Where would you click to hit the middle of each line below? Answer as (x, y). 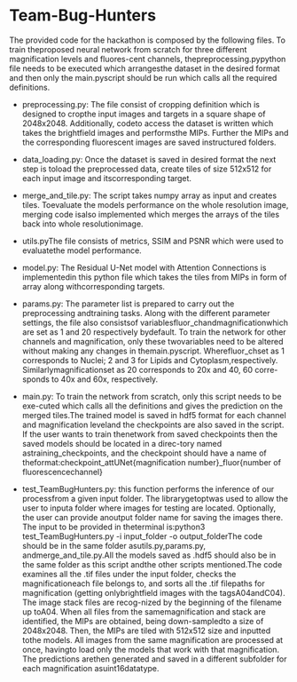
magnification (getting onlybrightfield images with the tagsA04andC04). (153, 592)
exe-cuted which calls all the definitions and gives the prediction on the (152, 406)
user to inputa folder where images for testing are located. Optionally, (149, 508)
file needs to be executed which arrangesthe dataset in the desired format (145, 68)
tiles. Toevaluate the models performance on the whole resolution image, (155, 204)
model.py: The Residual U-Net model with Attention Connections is (144, 267)
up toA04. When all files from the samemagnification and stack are (144, 611)
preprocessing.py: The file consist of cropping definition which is (141, 104)
